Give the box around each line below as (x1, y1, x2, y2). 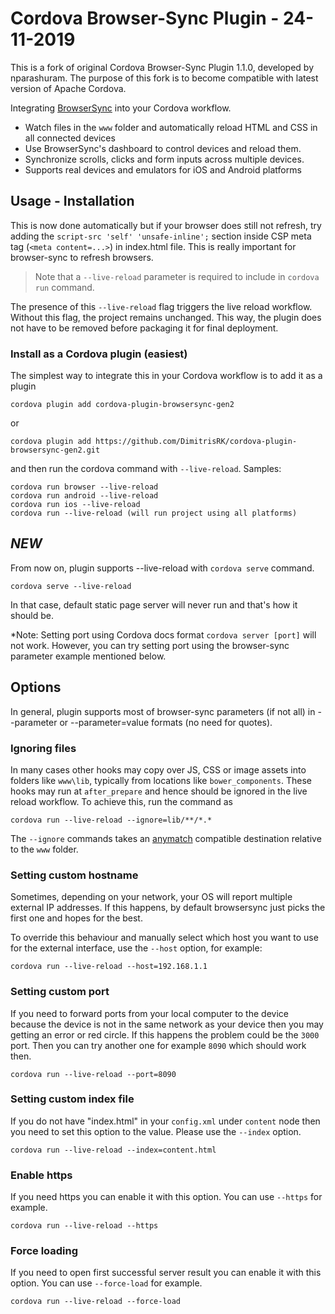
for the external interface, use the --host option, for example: (10, 942, 263, 954)
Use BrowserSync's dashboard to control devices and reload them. (24, 142, 302, 154)
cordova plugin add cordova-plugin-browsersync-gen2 (10, 400, 235, 410)
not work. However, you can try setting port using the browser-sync (10, 639, 290, 651)
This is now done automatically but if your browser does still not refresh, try (10, 219, 322, 231)
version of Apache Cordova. (10, 82, 127, 94)
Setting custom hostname (10, 868, 139, 882)
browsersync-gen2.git (10, 445, 101, 456)
